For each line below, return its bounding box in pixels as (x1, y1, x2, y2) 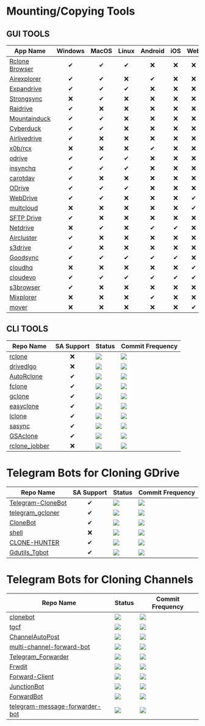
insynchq (9, 164, 36, 172)
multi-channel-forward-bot (9, 642, 90, 651)
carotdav (9, 174, 35, 182)
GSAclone (9, 431, 38, 440)
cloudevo (9, 273, 37, 282)
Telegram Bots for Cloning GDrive (6, 466, 180, 480)
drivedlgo (9, 362, 37, 370)
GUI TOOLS (6, 29, 50, 39)
